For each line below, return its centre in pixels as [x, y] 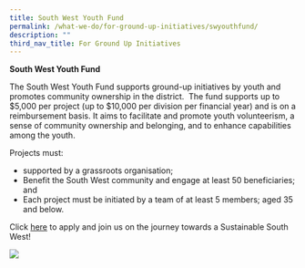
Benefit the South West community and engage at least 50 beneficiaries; [159, 180]
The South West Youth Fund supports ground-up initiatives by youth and [145, 87]
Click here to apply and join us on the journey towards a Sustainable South [149, 227]
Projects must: [36, 153]
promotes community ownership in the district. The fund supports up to [145, 97]
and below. [43, 210]
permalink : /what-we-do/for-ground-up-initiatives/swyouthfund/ [134, 26]
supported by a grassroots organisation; [98, 170]
